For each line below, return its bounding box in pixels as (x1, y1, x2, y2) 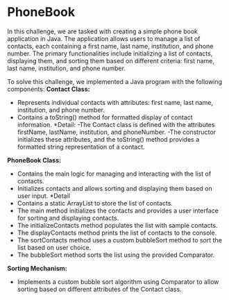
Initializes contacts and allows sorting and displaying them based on (17, 184, 213, 192)
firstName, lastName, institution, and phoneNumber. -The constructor (17, 128, 217, 136)
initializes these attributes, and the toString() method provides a (17, 135, 200, 143)
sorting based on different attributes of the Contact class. (17, 285, 182, 293)
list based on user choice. (17, 243, 92, 251)
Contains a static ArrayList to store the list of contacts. (17, 199, 173, 207)
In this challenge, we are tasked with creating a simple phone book (7, 27, 198, 35)
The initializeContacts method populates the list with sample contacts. (17, 221, 218, 229)
